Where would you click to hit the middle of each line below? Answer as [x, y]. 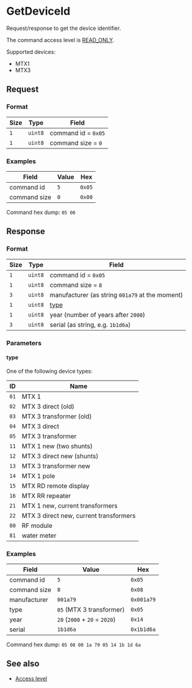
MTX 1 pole [38, 476]
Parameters [24, 343]
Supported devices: [31, 52]
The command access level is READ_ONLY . [60, 40]
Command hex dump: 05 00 [41, 212]
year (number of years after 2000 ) [98, 315]
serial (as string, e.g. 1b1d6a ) [90, 324]
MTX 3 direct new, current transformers [79, 516]
